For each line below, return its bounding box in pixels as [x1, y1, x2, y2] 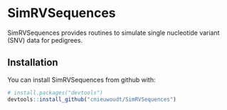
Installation [7, 57, 58, 69]
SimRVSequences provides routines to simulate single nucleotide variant [7, 28, 220, 37]
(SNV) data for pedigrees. [7, 35, 83, 44]
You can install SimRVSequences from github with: [7, 75, 156, 84]
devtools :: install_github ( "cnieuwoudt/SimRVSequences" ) [7, 96, 176, 103]
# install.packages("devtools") [7, 89, 103, 97]
